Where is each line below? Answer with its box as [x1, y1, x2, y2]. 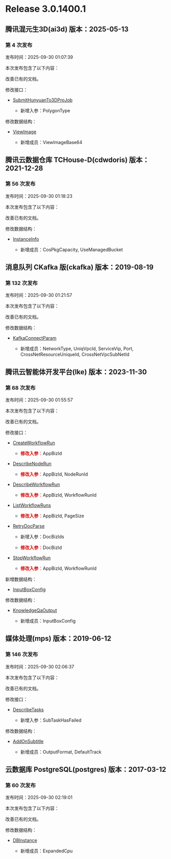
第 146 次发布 [5, 651, 38, 658]
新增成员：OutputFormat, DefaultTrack [20, 749, 102, 755]
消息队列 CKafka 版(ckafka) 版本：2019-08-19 [5, 262, 154, 272]
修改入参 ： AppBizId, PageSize [20, 513, 84, 519]
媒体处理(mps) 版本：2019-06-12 [5, 634, 111, 643]
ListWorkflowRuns [12, 502, 51, 508]
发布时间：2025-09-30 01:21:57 [5, 292, 72, 298]
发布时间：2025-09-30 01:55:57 [5, 397, 73, 403]
